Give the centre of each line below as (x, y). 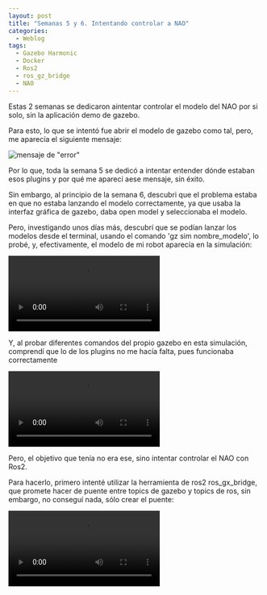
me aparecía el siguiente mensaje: (65, 139)
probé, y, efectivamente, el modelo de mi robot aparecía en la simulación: (130, 244)
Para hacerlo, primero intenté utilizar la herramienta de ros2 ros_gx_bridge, (133, 482)
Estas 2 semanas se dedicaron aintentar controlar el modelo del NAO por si (133, 106)
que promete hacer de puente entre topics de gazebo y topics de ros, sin (130, 491)
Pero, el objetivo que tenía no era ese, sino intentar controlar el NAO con (129, 458)
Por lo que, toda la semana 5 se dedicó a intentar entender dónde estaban (132, 170)
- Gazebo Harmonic (47, 53)
